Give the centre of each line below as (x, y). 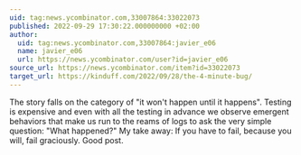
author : (24, 34)
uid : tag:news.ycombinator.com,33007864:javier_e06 (117, 43)
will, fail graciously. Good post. (66, 140)
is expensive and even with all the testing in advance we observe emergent (149, 111)
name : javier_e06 (50, 51)
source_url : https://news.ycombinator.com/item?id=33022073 (125, 68)
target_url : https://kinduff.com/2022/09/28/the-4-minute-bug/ (131, 77)
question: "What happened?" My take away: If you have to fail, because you (150, 131)
